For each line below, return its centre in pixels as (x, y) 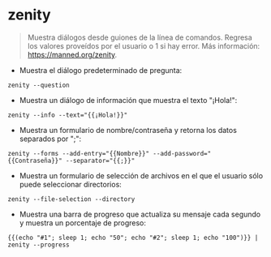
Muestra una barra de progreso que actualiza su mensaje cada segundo (140, 214)
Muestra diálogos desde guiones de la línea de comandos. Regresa (140, 37)
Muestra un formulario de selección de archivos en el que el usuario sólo (141, 175)
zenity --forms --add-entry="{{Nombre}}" (79, 153)
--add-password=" (182, 153)
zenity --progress (39, 245)
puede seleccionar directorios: (71, 184)
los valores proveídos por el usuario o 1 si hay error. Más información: (144, 45)
